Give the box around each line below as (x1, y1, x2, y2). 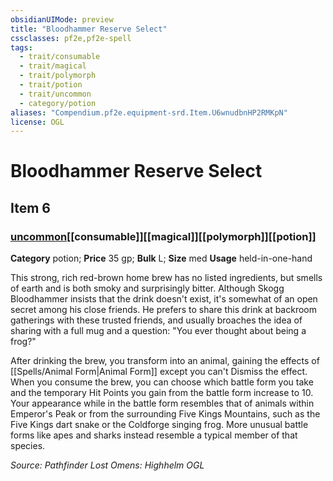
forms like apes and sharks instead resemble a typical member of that (10, 429, 298, 441)
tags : (10, 42, 33, 53)
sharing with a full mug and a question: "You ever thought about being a (10, 325, 307, 337)
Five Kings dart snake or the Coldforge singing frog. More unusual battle (10, 419, 309, 431)
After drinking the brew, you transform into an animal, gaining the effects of (10, 355, 320, 367)
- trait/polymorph (19, 71, 97, 81)
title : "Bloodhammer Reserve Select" (10, 24, 168, 34)
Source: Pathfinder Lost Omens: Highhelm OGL (10, 459, 205, 471)
